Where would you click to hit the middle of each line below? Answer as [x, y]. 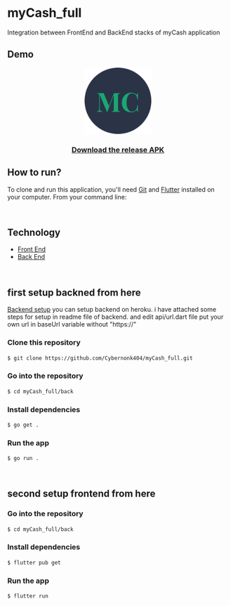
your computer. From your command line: [67, 197]
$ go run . [23, 459]
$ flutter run [28, 596]
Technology [34, 233]
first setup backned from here [74, 292]
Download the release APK [118, 150]
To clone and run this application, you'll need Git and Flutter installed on [111, 189]
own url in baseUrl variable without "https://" [72, 324]
